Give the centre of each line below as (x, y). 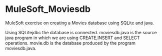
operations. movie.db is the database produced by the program (70, 43)
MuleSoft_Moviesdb (48, 9)
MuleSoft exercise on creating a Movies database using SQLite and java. (79, 23)
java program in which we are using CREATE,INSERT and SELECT (72, 38)
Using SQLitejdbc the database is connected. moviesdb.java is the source (81, 32)
